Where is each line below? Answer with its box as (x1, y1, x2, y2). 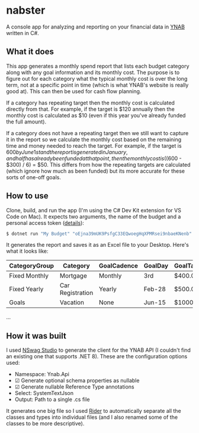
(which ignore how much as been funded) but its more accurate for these (6, 167, 185, 174)
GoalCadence (98, 262, 138, 270)
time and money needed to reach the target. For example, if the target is (6, 142, 182, 149)
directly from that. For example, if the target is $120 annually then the (6, 105, 175, 113)
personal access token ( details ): (6, 219, 85, 226)
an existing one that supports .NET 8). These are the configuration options (6, 353, 188, 360)
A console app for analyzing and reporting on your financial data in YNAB (6, 23, 185, 30)
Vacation (59, 298, 85, 307)
